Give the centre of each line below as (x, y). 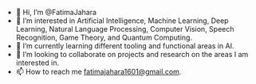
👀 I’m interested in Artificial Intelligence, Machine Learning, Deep (122, 21)
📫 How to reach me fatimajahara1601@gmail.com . (98, 72)
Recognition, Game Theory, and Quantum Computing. (104, 37)
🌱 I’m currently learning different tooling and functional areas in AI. (125, 46)
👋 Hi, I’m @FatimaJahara (56, 12)
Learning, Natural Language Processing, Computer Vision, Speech (125, 29)
